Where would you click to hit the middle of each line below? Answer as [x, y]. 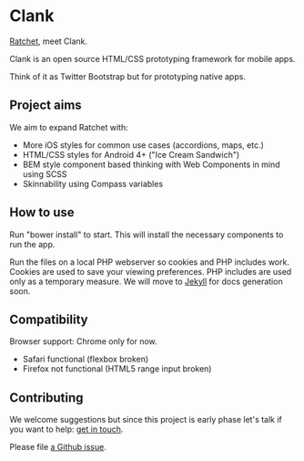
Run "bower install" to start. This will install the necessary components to [147, 235]
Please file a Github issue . [58, 447]
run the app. [32, 244]
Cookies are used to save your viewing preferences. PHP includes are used [151, 271]
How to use [42, 212]
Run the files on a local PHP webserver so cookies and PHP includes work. [149, 262]
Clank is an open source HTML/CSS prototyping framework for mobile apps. [152, 58]
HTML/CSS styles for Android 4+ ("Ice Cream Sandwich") [131, 154]
